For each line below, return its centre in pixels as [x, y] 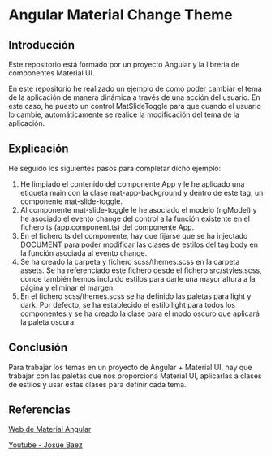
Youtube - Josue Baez [45, 445]
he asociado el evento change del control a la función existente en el [135, 218]
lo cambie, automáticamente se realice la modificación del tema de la [124, 114]
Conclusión [38, 348]
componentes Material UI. [52, 73]
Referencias [40, 410]
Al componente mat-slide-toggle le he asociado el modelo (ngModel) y [138, 209]
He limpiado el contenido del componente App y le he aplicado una [132, 183]
